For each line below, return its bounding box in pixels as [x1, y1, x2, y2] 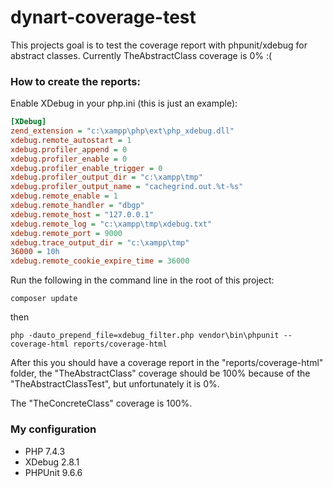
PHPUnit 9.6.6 [24, 466, 83, 478]
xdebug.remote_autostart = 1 [10, 135, 132, 145]
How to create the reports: [10, 74, 141, 88]
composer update [10, 294, 78, 304]
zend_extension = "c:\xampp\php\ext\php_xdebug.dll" [10, 126, 235, 136]
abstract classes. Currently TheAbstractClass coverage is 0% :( [10, 49, 273, 61]
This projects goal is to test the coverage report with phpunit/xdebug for [10, 39, 308, 51]
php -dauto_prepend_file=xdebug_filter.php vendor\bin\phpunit [10, 331, 280, 341]
